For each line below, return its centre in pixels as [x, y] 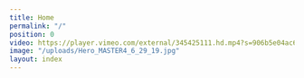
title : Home [32, 17]
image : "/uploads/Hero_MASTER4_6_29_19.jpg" [95, 51]
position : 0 [32, 34]
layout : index [36, 59]
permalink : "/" [38, 26]
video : [22, 43]
